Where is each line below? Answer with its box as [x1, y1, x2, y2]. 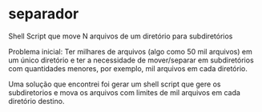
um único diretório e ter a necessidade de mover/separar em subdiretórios [8, 55, 254, 65]
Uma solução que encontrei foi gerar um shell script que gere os [8, 79, 221, 89]
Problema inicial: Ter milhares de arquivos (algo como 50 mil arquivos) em [8, 46, 252, 56]
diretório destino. [8, 96, 65, 106]
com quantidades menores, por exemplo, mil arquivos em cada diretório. [8, 63, 248, 73]
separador [8, 5, 79, 23]
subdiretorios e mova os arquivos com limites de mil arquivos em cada [8, 87, 240, 97]
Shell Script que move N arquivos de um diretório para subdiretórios [8, 31, 233, 41]
